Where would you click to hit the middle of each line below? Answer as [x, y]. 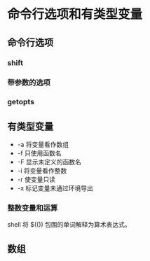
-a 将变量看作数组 [43, 145]
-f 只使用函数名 [39, 153]
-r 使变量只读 [36, 180]
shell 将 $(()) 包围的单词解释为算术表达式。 [69, 225]
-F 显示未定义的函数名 [49, 162]
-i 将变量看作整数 [42, 171]
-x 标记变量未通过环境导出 [55, 188]
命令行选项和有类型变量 [75, 14]
